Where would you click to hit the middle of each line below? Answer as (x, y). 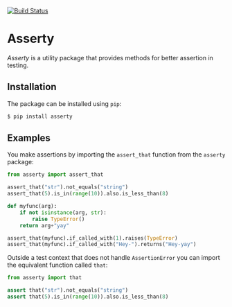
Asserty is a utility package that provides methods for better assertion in (110, 58)
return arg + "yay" (45, 225)
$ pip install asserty (40, 116)
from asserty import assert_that (55, 175)
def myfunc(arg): (32, 207)
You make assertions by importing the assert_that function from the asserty (116, 155)
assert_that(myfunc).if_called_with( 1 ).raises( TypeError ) (92, 238)
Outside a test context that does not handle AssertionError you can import (114, 258)
